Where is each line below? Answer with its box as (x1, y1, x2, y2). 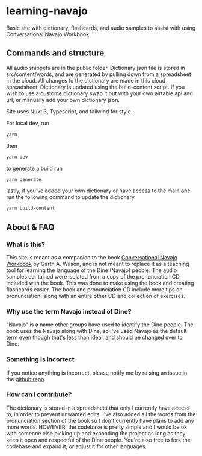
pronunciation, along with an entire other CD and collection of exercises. (6, 292, 186, 299)
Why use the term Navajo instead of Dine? (6, 307, 132, 315)
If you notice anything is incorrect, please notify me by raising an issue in (6, 369, 188, 376)
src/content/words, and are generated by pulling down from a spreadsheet (6, 71, 191, 78)
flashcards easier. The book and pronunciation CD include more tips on (6, 285, 183, 293)
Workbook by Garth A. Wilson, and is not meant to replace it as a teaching (6, 260, 189, 267)
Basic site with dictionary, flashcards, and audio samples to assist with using (6, 24, 196, 31)
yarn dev (6, 154, 28, 160)
